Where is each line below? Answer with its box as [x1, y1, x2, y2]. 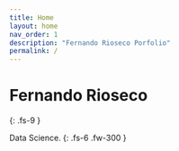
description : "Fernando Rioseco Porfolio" [9, 38, 171, 48]
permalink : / [9, 47, 58, 56]
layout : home [9, 22, 58, 31]
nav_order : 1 [9, 30, 58, 39]
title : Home [9, 13, 54, 22]
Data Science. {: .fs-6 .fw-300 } [9, 132, 128, 144]
